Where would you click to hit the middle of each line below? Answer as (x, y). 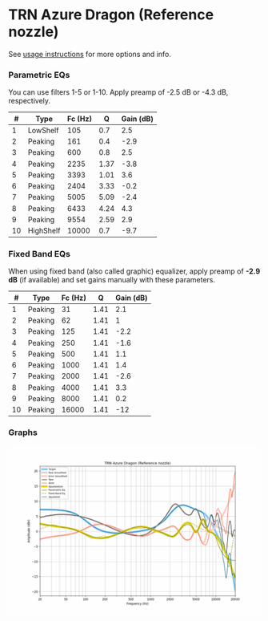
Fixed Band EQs (39, 254)
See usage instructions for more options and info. (90, 54)
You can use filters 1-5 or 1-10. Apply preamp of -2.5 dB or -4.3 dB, (118, 92)
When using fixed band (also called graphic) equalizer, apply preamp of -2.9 (134, 271)
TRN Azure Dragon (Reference (111, 15)
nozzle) (34, 32)
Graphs (23, 432)
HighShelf (44, 231)
